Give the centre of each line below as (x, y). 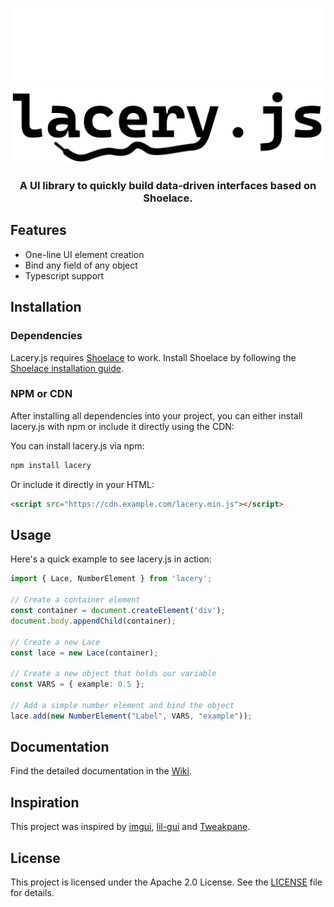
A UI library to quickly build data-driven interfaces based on (168, 186)
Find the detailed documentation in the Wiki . (101, 771)
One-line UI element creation (84, 254)
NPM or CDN (41, 394)
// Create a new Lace (55, 642)
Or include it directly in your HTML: (82, 484)
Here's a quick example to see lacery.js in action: (111, 559)
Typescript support (64, 275)
